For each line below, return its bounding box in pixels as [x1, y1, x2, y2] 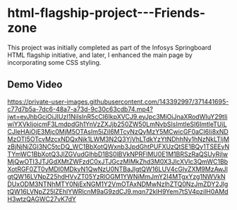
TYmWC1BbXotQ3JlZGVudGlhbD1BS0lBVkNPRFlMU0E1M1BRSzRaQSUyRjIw [7, 149, 228, 158]
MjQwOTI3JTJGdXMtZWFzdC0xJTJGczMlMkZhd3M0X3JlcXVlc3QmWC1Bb [7, 157, 229, 166]
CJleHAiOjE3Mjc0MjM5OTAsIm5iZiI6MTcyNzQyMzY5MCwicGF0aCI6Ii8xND [7, 127, 229, 135]
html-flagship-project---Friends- [7, 5, 206, 21]
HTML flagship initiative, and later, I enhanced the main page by [7, 51, 193, 59]
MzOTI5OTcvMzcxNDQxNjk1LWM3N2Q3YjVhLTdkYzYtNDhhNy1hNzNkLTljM [7, 135, 230, 143]
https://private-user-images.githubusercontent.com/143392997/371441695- [7, 97, 229, 106]
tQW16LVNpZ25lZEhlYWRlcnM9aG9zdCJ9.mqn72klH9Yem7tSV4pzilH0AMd [7, 187, 229, 195]
